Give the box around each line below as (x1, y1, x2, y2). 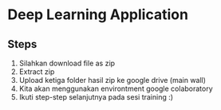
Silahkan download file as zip (18, 58, 116, 68)
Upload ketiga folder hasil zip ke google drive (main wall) (18, 76, 207, 84)
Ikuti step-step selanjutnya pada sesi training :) (18, 92, 173, 101)
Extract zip (18, 67, 55, 77)
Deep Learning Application (7, 6, 189, 24)
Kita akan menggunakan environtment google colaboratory (18, 84, 213, 93)
